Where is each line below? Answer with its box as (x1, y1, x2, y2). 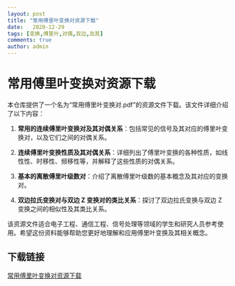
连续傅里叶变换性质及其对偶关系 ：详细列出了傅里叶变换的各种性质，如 (17, 148, 222, 156)
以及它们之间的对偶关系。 (36, 133, 111, 141)
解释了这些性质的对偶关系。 (97, 157, 179, 165)
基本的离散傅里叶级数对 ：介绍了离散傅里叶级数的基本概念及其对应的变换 (17, 172, 228, 180)
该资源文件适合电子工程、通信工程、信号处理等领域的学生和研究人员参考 (7, 220, 217, 228)
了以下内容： (7, 109, 44, 117)
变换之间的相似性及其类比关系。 (17, 204, 111, 213)
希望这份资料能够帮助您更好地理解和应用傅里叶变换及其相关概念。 (19, 228, 212, 237)
